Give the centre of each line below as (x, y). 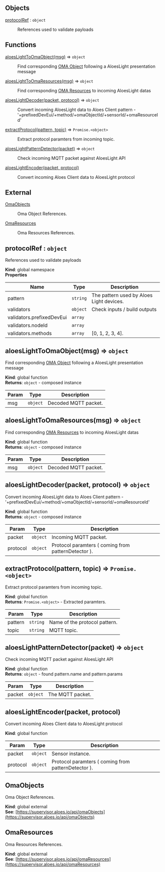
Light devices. (108, 302)
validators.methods (30, 334)
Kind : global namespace (30, 270)
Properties (16, 275)
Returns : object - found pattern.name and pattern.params (64, 674)
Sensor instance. (71, 754)
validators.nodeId (28, 325)
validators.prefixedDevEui (37, 317)
